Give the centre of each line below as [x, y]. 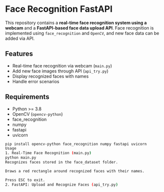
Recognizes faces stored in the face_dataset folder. [62, 162]
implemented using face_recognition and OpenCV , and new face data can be [82, 33]
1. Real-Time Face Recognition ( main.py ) [48, 153]
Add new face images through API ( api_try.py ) [60, 71]
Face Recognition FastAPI [59, 9]
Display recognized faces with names [50, 76]
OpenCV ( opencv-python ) [38, 114]
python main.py [21, 158]
